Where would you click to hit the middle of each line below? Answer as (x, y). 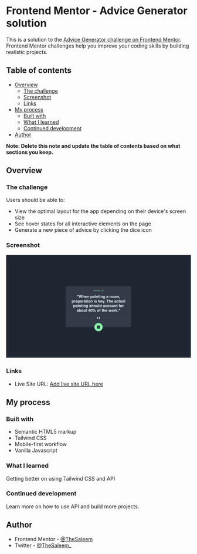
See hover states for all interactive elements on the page (83, 224)
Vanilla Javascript (36, 451)
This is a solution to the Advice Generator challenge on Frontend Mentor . (94, 39)
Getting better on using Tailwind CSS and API (61, 478)
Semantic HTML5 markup (45, 432)
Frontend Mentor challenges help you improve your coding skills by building (98, 46)
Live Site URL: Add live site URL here (59, 384)
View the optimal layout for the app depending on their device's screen (100, 211)
